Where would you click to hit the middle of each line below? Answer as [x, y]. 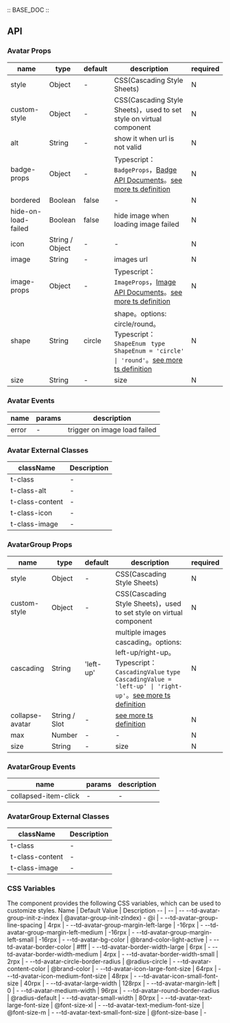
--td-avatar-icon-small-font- [178, 976]
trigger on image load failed [112, 430]
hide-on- [26, 211]
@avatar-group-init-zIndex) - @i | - [114, 918]
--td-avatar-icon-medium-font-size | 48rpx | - [72, 976]
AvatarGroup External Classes [58, 816]
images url [131, 259]
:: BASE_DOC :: [28, 10]
